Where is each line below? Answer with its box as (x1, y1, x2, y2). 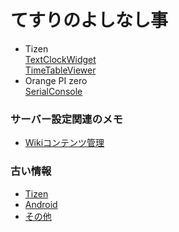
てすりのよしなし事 (10, 9, 169, 32)
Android (24, 198, 58, 210)
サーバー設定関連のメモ (10, 112, 123, 126)
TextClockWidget (24, 53, 97, 65)
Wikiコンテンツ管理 (24, 137, 105, 149)
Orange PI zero (24, 74, 88, 86)
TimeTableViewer (24, 64, 97, 76)
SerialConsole (24, 85, 83, 97)
